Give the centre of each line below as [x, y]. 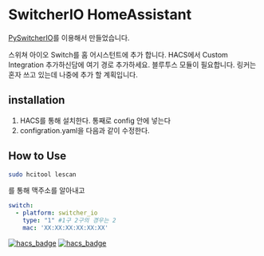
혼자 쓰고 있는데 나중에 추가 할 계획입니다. [73, 74]
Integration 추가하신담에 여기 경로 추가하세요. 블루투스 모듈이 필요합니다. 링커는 [132, 65]
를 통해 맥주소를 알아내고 [47, 191]
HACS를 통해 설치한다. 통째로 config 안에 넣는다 [95, 120]
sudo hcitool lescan [43, 174]
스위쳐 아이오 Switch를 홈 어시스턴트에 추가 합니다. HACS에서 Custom [118, 54]
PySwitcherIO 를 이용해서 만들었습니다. [69, 37]
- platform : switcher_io [57, 213]
